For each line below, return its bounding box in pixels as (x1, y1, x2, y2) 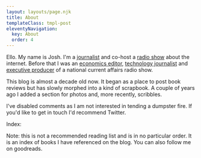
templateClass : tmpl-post (6, 20, 71, 26)
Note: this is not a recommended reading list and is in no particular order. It (6, 132, 192, 139)
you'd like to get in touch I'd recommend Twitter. (6, 109, 126, 116)
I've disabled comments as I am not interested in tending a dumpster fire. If (6, 103, 193, 109)
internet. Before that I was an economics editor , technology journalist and (6, 60, 188, 67)
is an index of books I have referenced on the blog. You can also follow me (6, 139, 191, 145)
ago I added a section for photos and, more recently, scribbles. (6, 91, 162, 98)
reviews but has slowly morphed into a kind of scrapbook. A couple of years (6, 84, 195, 91)
